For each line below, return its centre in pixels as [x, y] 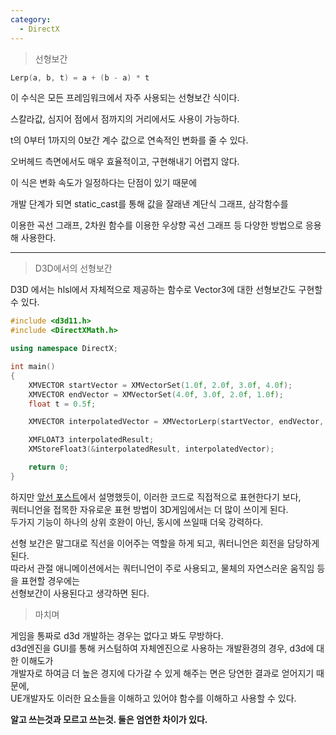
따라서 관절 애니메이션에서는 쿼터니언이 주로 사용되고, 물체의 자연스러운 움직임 [162, 568]
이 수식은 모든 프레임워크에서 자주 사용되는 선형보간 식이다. [125, 98]
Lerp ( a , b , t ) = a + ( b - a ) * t [80, 77]
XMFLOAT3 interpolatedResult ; [91, 440]
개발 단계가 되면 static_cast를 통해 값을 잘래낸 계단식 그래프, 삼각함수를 [149, 204]
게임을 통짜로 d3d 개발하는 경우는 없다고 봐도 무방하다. [117, 635]
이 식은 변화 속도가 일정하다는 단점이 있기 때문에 [104, 183]
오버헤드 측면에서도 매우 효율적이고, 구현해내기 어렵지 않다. [125, 162]
